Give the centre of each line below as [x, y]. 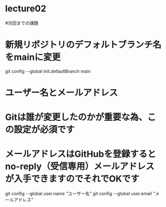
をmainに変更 [33, 57]
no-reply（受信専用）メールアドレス [80, 167]
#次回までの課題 [22, 23]
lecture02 [26, 9]
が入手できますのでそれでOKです [72, 179]
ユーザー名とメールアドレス [61, 93]
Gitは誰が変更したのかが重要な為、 [76, 117]
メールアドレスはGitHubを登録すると [81, 154]
